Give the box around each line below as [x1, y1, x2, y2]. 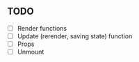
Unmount [17, 48, 44, 56]
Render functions [17, 24, 67, 32]
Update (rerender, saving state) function [17, 31, 133, 40]
